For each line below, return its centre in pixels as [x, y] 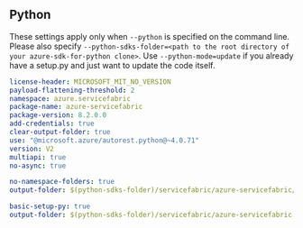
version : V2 [32, 149]
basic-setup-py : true [50, 206]
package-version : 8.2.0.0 [58, 115]
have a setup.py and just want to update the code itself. [112, 65]
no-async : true [38, 166]
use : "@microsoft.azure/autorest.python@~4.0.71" [105, 140]
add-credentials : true [52, 124]
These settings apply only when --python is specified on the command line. [150, 36]
